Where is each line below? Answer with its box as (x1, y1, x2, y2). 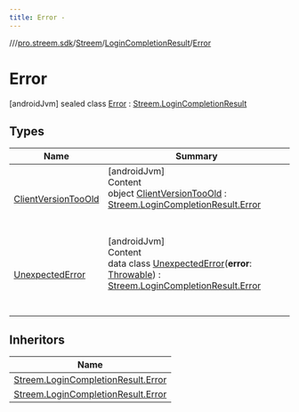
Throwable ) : (108, 269, 162, 281)
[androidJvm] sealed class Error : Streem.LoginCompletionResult (9, 98, 247, 109)
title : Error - (9, 12, 66, 22)
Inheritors (9, 332, 65, 347)
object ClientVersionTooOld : (108, 188, 227, 200)
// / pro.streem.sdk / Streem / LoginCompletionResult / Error (9, 37, 212, 48)
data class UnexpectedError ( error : (108, 257, 252, 270)
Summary (175, 150, 218, 163)
